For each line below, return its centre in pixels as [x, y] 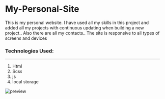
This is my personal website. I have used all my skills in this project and [77, 23]
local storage [26, 82]
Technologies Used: [29, 51]
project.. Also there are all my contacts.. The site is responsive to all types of [82, 33]
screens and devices [26, 38]
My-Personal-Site [42, 9]
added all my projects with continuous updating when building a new [75, 27]
